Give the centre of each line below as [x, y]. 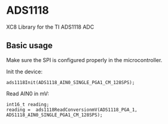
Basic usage [29, 46]
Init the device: [25, 72]
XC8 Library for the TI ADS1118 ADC [50, 27]
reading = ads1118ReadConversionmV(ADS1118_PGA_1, [72, 110]
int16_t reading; [28, 104]
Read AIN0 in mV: [28, 94]
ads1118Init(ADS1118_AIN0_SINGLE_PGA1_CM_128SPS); [71, 82]
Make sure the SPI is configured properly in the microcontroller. [84, 60]
